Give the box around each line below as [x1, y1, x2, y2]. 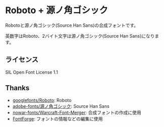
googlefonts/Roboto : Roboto [12, 97, 72, 103]
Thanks [5, 84, 30, 92]
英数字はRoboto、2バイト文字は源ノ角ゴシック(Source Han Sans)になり [5, 33, 155, 39]
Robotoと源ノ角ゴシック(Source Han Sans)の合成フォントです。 [5, 22, 139, 28]
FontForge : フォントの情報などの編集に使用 [12, 115, 103, 121]
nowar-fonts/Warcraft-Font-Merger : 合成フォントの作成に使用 [12, 109, 141, 115]
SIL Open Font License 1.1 [5, 69, 58, 75]
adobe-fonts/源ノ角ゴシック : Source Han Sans [12, 103, 110, 109]
